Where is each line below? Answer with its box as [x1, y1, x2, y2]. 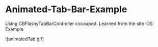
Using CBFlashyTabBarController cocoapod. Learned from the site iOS [5, 20, 153, 27]
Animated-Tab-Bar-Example [5, 4, 127, 15]
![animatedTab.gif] [5, 36, 44, 42]
